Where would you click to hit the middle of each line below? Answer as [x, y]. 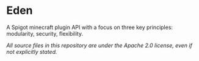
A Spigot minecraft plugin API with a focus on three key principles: [89, 27]
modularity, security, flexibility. [45, 33]
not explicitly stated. [32, 51]
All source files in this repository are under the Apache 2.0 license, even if [99, 45]
